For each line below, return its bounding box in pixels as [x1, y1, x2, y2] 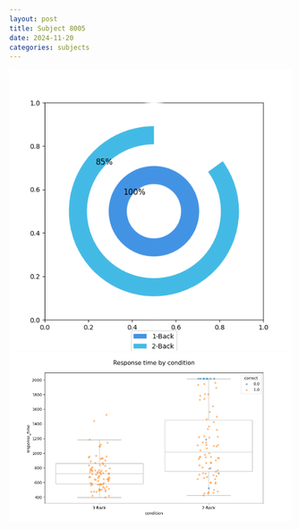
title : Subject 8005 [9, 23, 87, 33]
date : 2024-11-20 [9, 33, 74, 42]
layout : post [9, 14, 58, 23]
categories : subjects [9, 43, 90, 52]
